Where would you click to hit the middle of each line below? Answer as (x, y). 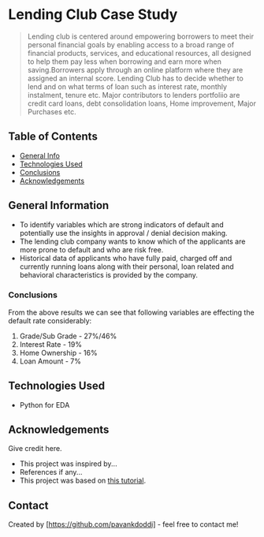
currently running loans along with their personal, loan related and (126, 267)
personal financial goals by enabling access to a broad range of (131, 44)
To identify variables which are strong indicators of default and (121, 224)
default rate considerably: (50, 320)
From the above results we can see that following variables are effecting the (131, 312)
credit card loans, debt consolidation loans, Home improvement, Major (142, 103)
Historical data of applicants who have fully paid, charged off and (126, 258)
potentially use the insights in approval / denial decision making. (123, 233)
